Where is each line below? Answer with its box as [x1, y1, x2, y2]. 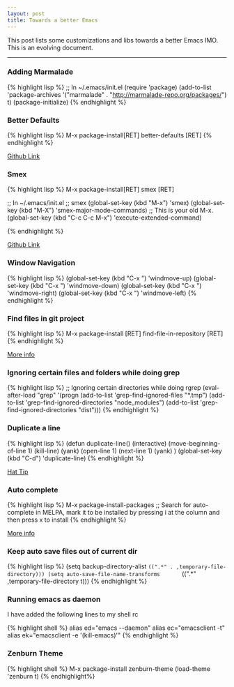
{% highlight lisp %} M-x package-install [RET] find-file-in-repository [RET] [7, 329, 224, 338]
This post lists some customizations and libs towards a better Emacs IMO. [7, 36, 219, 44]
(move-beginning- [168, 439, 221, 447]
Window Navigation [7, 258, 75, 268]
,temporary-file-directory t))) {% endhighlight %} [7, 577, 148, 586]
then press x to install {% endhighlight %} [7, 515, 127, 524]
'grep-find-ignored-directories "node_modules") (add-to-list [25, 398, 199, 407]
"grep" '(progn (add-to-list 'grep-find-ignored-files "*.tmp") [37, 391, 208, 400]
